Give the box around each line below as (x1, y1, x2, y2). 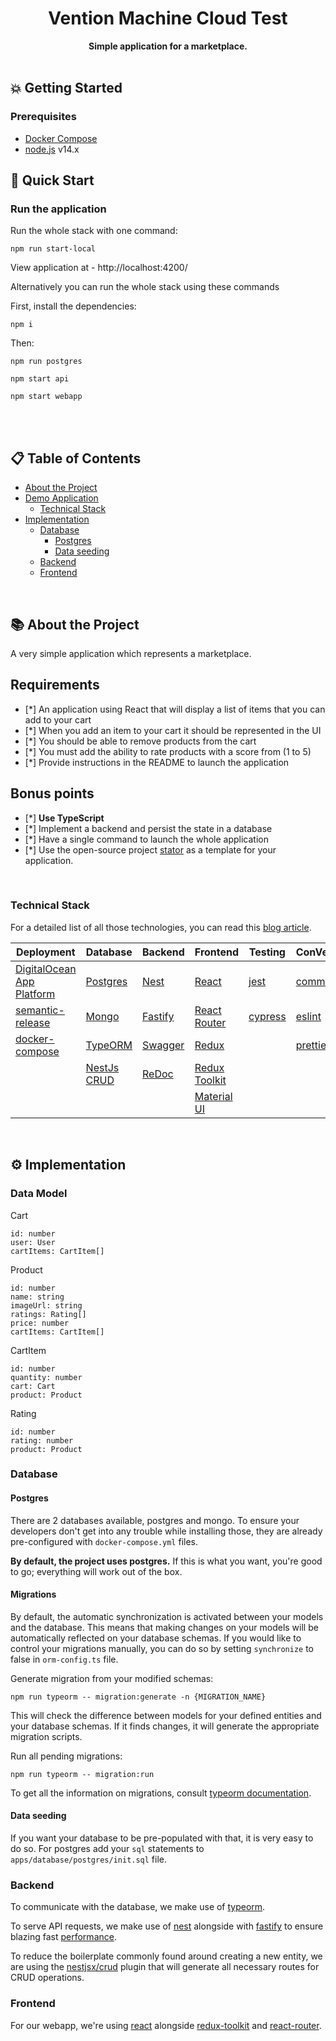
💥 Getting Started (10, 80, 123, 97)
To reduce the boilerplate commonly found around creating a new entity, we (10, 1950, 323, 1962)
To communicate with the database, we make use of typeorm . (10, 1901, 266, 1913)
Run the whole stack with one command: (10, 225, 178, 237)
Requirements (10, 677, 100, 694)
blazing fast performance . (10, 1931, 117, 1943)
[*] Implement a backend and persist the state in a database (24, 822, 273, 834)
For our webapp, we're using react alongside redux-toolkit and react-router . (10, 2019, 322, 2031)
